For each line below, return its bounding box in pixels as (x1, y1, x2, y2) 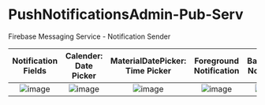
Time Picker (125, 65, 172, 76)
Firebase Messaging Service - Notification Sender (8, 32, 171, 41)
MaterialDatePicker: (110, 55, 187, 66)
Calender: (65, 50, 103, 61)
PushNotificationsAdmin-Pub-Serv (8, 6, 244, 24)
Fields (23, 65, 47, 76)
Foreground (194, 55, 239, 66)
